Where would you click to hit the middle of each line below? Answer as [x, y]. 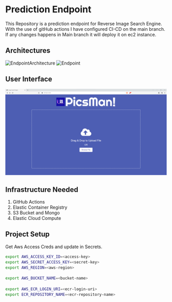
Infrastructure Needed [42, 189]
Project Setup [28, 234]
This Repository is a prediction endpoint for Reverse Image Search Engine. [84, 24]
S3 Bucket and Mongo [36, 213]
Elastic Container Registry [40, 207]
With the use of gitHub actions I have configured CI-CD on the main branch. [85, 29]
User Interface [29, 79]
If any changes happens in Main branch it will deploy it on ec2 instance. [81, 34]
